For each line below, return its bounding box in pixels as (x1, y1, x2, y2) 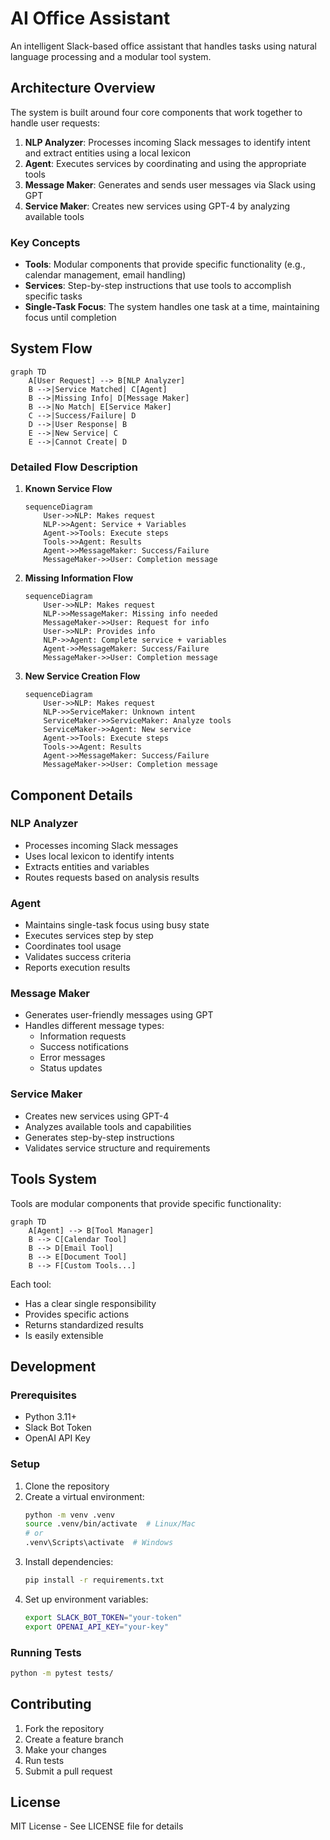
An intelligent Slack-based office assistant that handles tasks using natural (10, 40, 317, 52)
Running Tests (10, 1645, 82, 1659)
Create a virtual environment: (24, 1490, 145, 1502)
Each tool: (10, 1278, 52, 1290)
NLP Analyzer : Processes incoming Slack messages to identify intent (24, 136, 311, 148)
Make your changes (24, 1743, 107, 1756)
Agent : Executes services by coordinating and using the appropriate (24, 157, 307, 169)
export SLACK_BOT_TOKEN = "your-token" (24, 1612, 183, 1622)
